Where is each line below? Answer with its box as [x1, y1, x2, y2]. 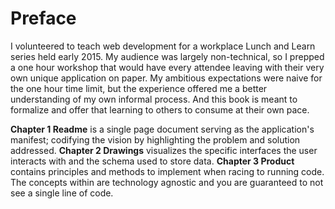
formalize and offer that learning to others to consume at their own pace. [10, 103, 310, 116]
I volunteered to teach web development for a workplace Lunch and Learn [10, 40, 316, 52]
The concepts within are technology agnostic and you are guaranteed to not [10, 176, 324, 188]
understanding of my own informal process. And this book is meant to [10, 93, 298, 105]
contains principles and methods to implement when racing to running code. [10, 165, 325, 177]
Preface [10, 7, 77, 30]
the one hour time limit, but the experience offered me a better [10, 82, 268, 94]
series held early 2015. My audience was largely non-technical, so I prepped [10, 50, 325, 62]
